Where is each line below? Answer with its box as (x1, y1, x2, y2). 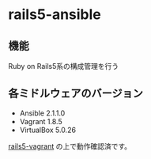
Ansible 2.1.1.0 (19, 108, 66, 118)
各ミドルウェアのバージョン (8, 87, 144, 100)
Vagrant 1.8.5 (19, 116, 63, 126)
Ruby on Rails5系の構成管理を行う (8, 62, 119, 70)
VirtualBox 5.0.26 (19, 125, 77, 134)
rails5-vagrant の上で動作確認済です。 (8, 141, 132, 151)
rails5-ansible (8, 6, 101, 24)
